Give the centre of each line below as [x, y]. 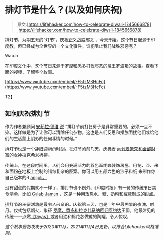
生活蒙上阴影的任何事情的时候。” [46, 138]
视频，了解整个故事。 [35, 72]
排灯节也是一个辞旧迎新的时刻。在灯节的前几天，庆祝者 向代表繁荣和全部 [78, 148]
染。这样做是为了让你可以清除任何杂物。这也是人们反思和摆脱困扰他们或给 [80, 132]
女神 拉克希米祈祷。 [33, 155]
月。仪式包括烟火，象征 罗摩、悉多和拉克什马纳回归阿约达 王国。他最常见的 [80, 210]
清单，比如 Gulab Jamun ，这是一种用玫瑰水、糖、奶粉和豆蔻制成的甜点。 [83, 194]
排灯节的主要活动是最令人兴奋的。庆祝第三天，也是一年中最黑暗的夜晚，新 [80, 204]
